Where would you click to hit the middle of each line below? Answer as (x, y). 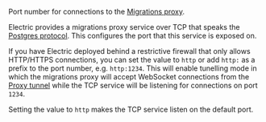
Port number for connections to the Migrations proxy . (97, 12)
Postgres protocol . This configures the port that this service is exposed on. (133, 36)
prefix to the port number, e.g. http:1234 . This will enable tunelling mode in (133, 68)
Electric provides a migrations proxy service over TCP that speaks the (124, 27)
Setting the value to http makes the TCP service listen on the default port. (131, 109)
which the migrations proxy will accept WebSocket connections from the (129, 77)
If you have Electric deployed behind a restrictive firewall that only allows (130, 51)
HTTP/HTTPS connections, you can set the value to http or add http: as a (132, 60)
